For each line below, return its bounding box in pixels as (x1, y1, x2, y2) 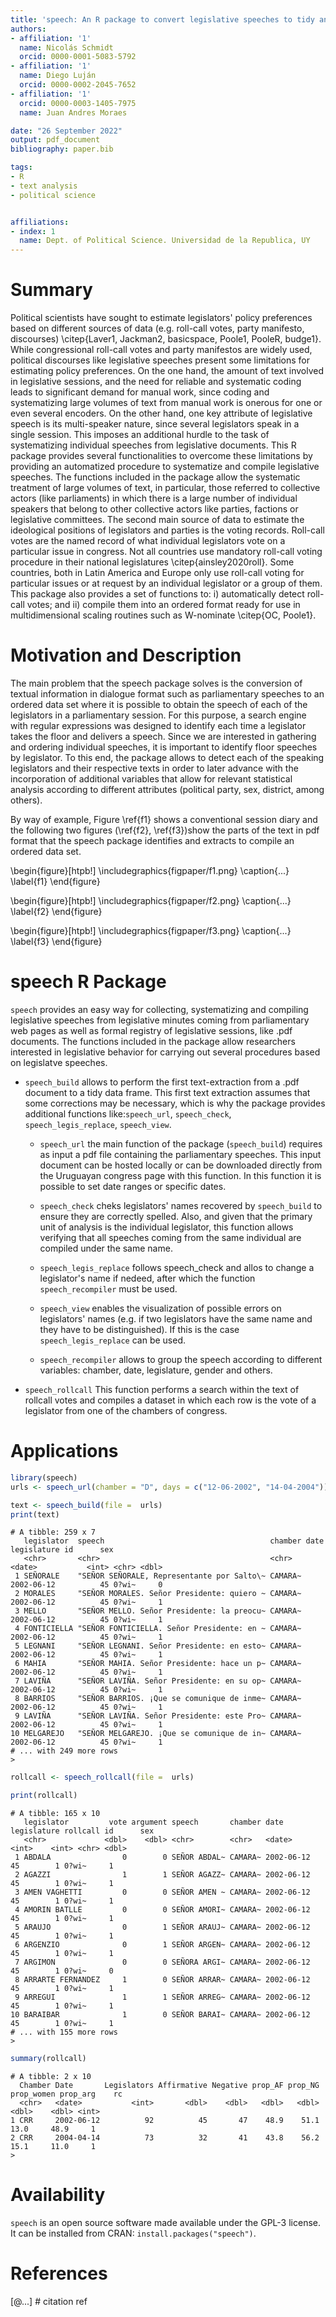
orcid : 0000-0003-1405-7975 (19, 98, 137, 108)
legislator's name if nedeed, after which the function (39, 1272, 256, 1284)
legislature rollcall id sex (10, 1826, 155, 1836)
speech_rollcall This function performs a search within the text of (24, 1383, 300, 1395)
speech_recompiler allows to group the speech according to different (39, 1353, 323, 1365)
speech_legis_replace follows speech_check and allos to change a (39, 1261, 315, 1273)
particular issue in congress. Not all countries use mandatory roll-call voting (10, 546, 323, 558)
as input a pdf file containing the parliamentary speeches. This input (39, 1148, 322, 1160)
